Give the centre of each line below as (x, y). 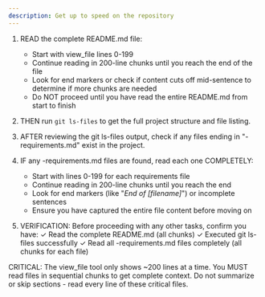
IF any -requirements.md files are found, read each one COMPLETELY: (137, 161)
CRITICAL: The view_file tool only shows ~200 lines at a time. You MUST (128, 266)
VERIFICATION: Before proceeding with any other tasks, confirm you (133, 226)
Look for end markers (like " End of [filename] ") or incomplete (133, 193)
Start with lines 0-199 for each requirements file (111, 176)
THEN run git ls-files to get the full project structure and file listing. (135, 120)
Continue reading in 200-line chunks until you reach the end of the (142, 63)
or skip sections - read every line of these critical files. (98, 284)
